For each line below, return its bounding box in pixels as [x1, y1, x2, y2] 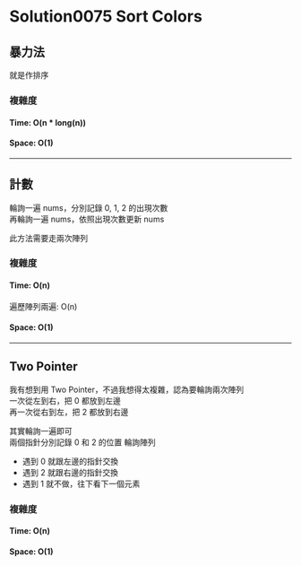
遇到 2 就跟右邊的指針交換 [21, 466, 119, 477]
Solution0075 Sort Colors [9, 6, 203, 27]
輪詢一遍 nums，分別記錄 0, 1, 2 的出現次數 [9, 202, 168, 213]
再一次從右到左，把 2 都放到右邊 [9, 406, 129, 417]
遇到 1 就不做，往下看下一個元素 [21, 478, 141, 489]
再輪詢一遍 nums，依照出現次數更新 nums [9, 213, 165, 224]
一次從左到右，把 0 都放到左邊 [9, 395, 121, 405]
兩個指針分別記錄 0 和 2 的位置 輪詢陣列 [9, 437, 157, 448]
